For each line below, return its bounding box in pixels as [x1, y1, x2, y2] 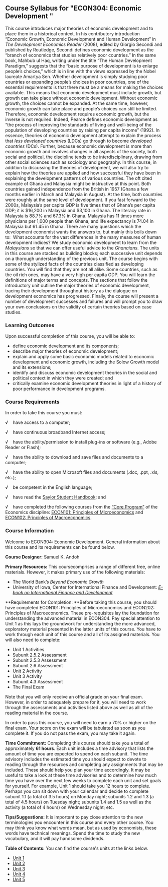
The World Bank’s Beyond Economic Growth [12, 579, 104, 585]
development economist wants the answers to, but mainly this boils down [5, 229, 157, 235]
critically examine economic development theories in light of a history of [12, 381, 162, 387]
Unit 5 [12, 876, 25, 882]
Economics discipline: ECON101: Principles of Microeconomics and [5, 509, 143, 516]
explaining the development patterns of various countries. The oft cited [5, 175, 152, 181]
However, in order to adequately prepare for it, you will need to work [5, 699, 146, 705]
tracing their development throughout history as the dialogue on [5, 287, 137, 294]
